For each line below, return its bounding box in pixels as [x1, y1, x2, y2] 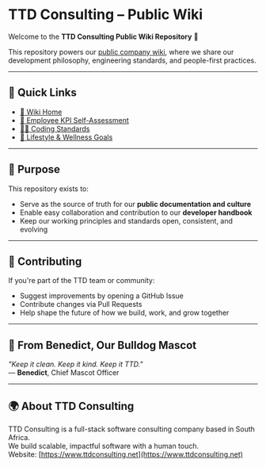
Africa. [8, 433, 30, 442]
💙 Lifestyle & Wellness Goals [19, 132, 113, 142]
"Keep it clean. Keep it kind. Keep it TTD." [8, 359, 143, 369]
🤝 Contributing [8, 255, 82, 268]
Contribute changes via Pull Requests [19, 300, 142, 309]
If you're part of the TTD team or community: [8, 276, 155, 285]
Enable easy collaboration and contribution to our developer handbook [19, 208, 253, 217]
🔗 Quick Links [8, 86, 77, 100]
